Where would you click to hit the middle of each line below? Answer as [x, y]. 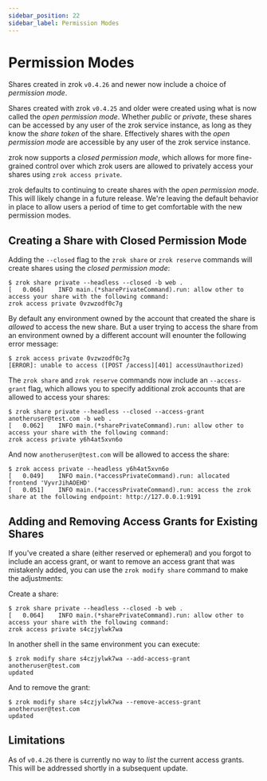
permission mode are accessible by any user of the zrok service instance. [130, 142]
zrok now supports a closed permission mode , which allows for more [122, 158]
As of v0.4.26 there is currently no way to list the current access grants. [126, 759]
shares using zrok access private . [65, 175]
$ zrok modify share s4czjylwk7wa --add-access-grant [100, 659]
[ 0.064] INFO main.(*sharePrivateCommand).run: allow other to [126, 616]
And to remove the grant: [49, 688]
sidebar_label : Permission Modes [64, 23]
